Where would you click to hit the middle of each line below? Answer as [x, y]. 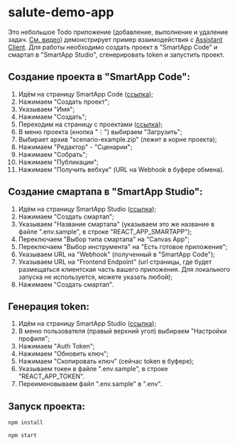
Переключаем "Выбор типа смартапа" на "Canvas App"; [104, 239]
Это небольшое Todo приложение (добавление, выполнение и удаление [118, 32]
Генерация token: [49, 306]
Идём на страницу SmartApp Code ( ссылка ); [86, 94]
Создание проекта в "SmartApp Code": [99, 77]
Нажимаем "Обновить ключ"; [64, 354]
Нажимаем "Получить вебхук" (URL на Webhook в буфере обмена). [121, 169]
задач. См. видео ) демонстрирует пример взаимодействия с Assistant [115, 39]
